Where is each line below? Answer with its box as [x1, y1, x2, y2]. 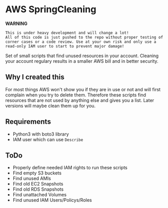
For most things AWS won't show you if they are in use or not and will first [5, 86, 161, 92]
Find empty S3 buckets [12, 170, 62, 176]
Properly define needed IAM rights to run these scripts [12, 165, 128, 171]
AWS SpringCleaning [5, 4, 97, 15]
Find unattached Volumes [12, 192, 67, 198]
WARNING [5, 20, 28, 27]
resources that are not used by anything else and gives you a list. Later [5, 97, 154, 103]
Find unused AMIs [12, 175, 51, 181]
